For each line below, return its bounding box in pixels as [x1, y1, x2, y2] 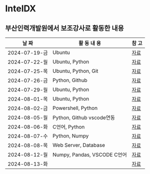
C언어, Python [52, 124, 85, 130]
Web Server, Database [52, 142, 105, 148]
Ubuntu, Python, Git [52, 68, 98, 74]
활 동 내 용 [78, 40, 101, 46]
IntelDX [5, 3, 36, 14]
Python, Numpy [52, 132, 89, 139]
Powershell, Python [52, 105, 98, 111]
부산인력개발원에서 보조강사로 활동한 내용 [5, 24, 124, 32]
